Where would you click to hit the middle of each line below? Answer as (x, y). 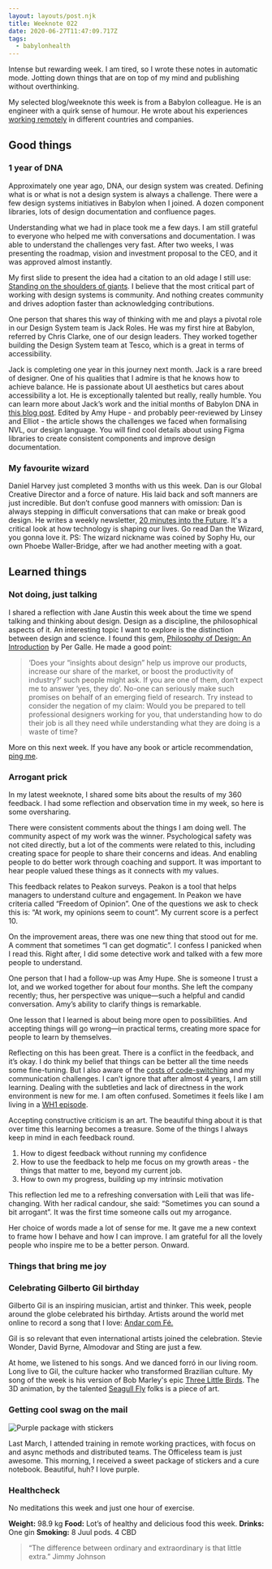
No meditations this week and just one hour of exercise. (101, 1507)
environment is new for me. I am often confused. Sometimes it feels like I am (136, 1096)
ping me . (23, 756)
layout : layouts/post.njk (52, 16)
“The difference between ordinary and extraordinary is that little (135, 1548)
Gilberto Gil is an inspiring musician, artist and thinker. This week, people (130, 1306)
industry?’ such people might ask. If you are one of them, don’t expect (146, 679)
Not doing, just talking (53, 595)
